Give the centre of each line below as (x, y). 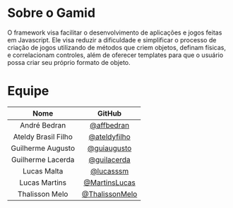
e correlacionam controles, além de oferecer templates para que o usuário (115, 55)
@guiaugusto (109, 148)
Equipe (28, 91)
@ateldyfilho (109, 137)
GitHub (110, 113)
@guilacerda (109, 159)
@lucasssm (110, 171)
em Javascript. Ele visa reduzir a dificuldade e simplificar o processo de (112, 39)
